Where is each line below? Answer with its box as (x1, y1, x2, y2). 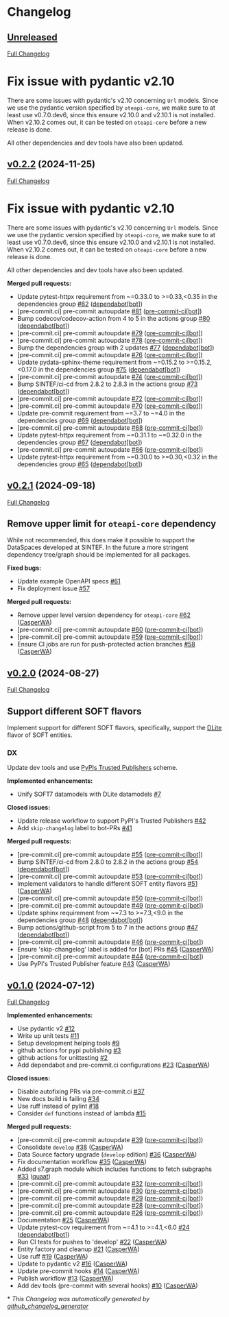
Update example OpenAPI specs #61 (16, 577, 121, 585)
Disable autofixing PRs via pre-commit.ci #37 (16, 1087, 145, 1096)
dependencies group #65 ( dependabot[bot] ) (16, 460, 143, 468)
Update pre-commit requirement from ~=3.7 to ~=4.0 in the (16, 409, 185, 417)
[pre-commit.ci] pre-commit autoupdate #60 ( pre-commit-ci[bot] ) (16, 625, 204, 634)
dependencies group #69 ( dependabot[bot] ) (16, 416, 143, 424)
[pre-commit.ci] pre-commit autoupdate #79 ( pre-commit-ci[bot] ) (16, 328, 204, 337)
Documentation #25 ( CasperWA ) (16, 1216, 110, 1224)
